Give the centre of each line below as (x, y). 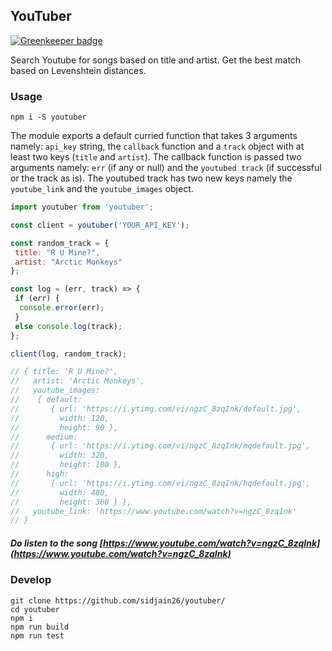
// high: (40, 474)
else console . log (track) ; (68, 326)
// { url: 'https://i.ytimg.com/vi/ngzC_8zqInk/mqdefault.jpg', (160, 446)
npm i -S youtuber (48, 117)
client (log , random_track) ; (69, 354)
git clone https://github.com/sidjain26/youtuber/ (118, 600)
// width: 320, (60, 455)
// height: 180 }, (66, 465)
